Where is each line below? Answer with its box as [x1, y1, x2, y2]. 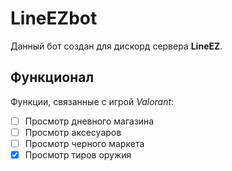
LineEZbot [10, 7, 98, 30]
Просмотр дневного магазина [24, 115, 155, 127]
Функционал [10, 69, 95, 86]
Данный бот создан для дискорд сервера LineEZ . [10, 40, 223, 52]
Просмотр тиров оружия [24, 148, 132, 161]
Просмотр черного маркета [24, 137, 145, 149]
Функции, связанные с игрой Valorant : [10, 95, 175, 107]
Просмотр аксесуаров [24, 126, 122, 138]
